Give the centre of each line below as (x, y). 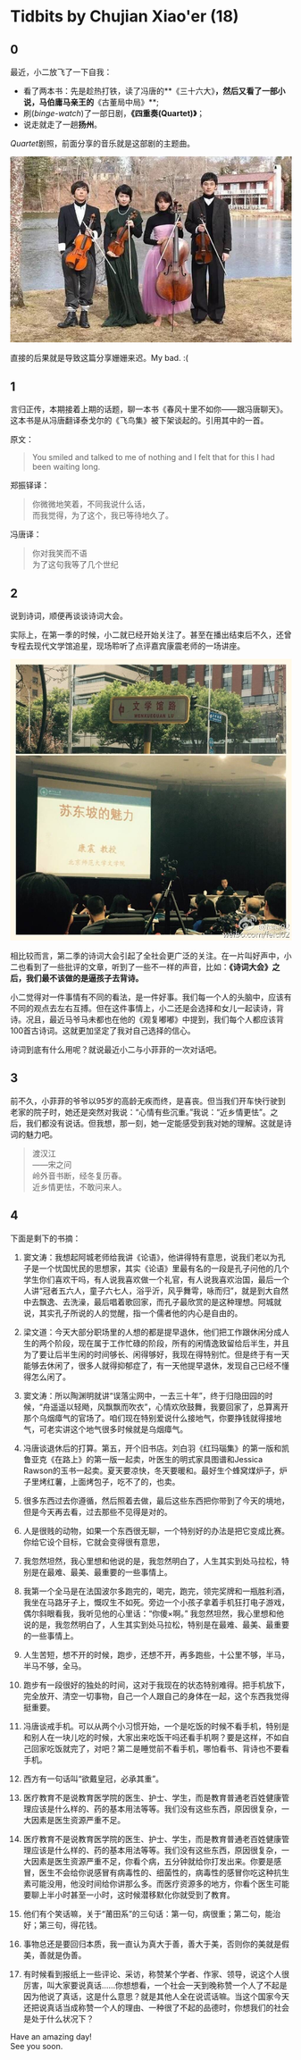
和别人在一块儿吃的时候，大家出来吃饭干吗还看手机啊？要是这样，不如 (152, 1737)
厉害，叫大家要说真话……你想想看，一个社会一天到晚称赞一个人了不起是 (155, 1985)
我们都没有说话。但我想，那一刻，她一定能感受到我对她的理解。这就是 (155, 1123)
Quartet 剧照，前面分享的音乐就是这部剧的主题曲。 (103, 143)
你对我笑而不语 (59, 553)
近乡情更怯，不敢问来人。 (79, 1186)
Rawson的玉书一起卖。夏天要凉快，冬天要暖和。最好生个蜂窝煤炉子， (151, 1470)
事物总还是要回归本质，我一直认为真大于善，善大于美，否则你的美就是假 (156, 1944)
